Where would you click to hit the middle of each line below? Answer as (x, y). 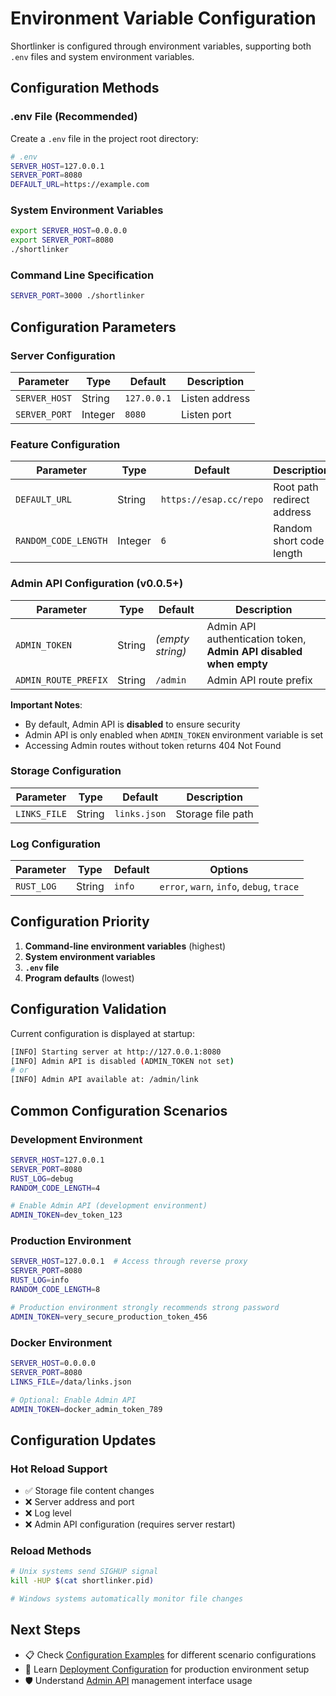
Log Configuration (55, 844)
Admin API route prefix (259, 680)
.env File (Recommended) (74, 117)
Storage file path (214, 814)
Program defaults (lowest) (79, 978)
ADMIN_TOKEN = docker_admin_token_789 (86, 1409)
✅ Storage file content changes (89, 1491)
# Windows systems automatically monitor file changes (127, 1599)
